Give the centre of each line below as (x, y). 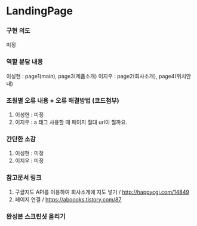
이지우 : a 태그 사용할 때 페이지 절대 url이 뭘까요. (71, 122)
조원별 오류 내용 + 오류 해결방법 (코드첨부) (63, 100)
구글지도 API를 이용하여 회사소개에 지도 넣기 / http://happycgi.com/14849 (102, 192)
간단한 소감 (21, 139)
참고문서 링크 (24, 178)
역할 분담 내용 (25, 62)
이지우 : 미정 (29, 161)
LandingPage (40, 11)
